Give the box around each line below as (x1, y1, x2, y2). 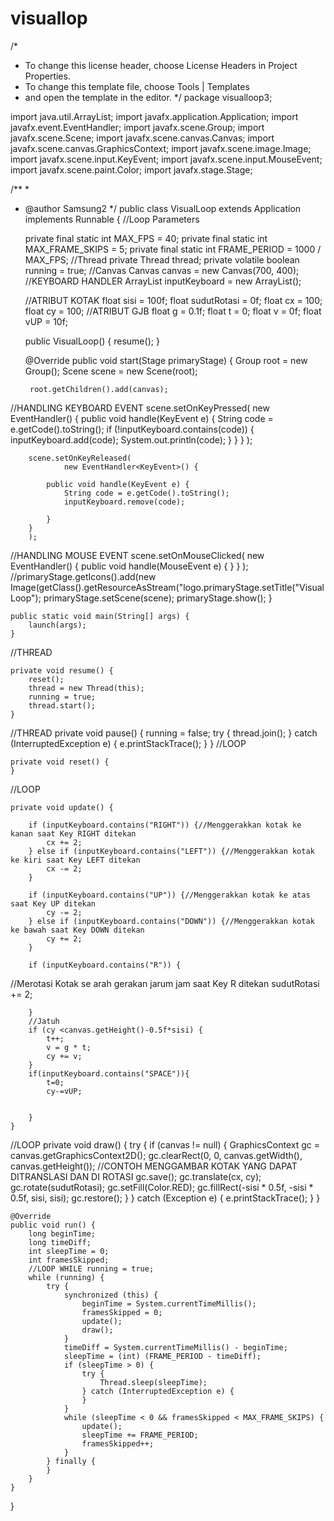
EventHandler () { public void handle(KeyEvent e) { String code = (10, 412, 274, 424)
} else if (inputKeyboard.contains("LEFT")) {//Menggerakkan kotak (28, 846, 315, 856)
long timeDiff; (28, 1237, 92, 1247)
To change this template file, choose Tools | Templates (24, 80, 250, 92)
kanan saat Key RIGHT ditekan (10, 828, 137, 839)
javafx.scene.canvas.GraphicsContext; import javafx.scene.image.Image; (10, 142, 312, 154)
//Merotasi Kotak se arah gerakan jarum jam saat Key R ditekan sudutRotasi (10, 977, 320, 989)
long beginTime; (28, 1228, 97, 1239)
